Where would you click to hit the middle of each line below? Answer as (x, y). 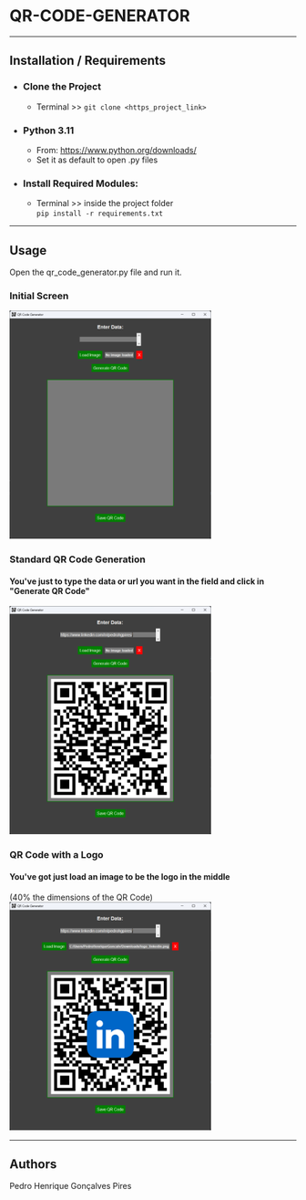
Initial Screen (39, 296)
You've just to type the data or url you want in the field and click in (137, 581)
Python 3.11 (48, 130)
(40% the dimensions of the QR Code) (81, 897)
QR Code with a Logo (56, 855)
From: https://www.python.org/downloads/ (117, 150)
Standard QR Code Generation (77, 559)
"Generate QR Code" (50, 590)
